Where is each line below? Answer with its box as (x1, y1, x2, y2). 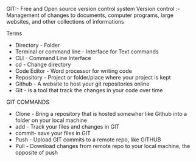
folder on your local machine (15, 116, 87, 124)
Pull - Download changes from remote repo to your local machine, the (15, 143, 191, 149)
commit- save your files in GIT (15, 130, 91, 137)
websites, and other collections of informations (6, 18, 125, 25)
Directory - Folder (15, 42, 60, 49)
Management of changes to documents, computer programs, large (6, 12, 173, 19)
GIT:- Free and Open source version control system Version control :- (6, 5, 180, 12)
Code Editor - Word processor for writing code (15, 67, 132, 75)
